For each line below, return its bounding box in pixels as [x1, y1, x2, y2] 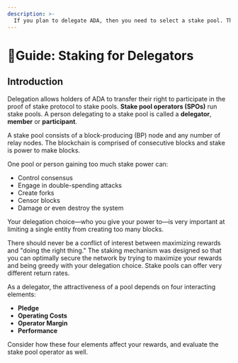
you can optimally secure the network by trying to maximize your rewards [7, 253, 222, 262]
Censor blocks [17, 196, 60, 204]
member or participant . [7, 117, 78, 125]
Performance [17, 326, 58, 335]
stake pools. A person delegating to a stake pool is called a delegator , [7, 109, 212, 118]
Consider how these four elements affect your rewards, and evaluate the [7, 340, 219, 348]
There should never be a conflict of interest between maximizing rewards [7, 238, 221, 247]
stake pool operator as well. [7, 347, 89, 356]
